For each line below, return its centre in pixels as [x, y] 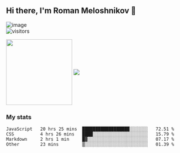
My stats [19, 117]
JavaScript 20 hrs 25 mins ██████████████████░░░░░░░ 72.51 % [90, 129]
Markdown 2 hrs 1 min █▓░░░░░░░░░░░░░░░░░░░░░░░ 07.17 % [90, 140]
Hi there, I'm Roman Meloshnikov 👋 [71, 11]
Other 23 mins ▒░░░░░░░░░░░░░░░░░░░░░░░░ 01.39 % [90, 145]
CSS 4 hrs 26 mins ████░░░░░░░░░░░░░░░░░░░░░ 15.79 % [90, 134]
